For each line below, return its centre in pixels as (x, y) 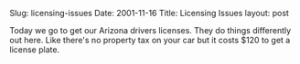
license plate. (35, 50)
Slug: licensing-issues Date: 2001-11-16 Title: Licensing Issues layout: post (150, 13)
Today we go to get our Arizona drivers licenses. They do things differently (150, 30)
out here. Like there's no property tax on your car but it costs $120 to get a (150, 40)
